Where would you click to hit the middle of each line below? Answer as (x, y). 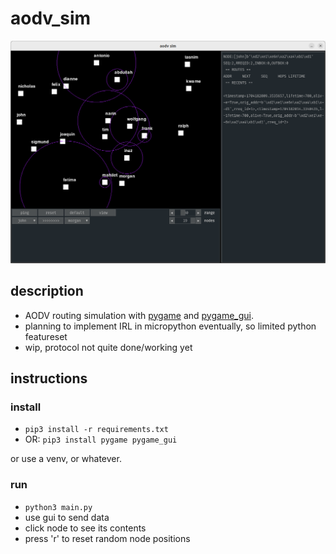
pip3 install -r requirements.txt (96, 430)
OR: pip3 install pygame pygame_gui (101, 439)
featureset (46, 336)
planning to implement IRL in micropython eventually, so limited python (170, 326)
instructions (49, 378)
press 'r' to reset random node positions (107, 538)
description (47, 291)
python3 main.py (58, 507)
